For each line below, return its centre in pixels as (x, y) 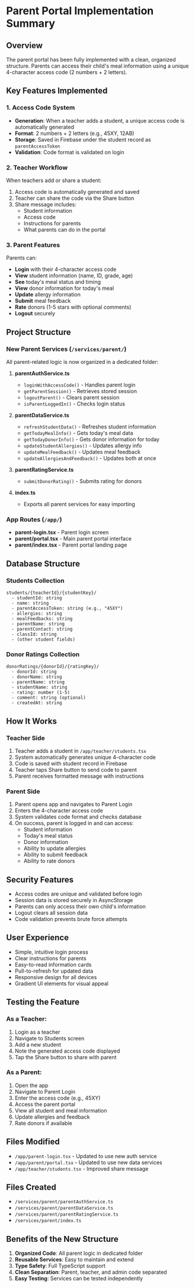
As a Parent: (24, 1072)
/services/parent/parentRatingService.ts (66, 1215)
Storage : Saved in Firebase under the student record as (83, 139)
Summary (31, 23)
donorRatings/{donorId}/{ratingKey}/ (53, 667)
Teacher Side (26, 738)
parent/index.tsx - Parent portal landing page (71, 545)
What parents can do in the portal (64, 229)
